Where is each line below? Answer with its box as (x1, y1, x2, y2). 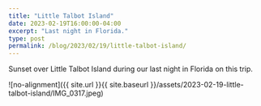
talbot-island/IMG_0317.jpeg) (8, 88, 104, 98)
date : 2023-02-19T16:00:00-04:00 (8, 19, 122, 28)
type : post (8, 34, 45, 43)
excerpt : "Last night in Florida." (8, 27, 129, 35)
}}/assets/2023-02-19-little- (150, 80, 245, 90)
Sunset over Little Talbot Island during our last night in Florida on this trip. (8, 64, 254, 74)
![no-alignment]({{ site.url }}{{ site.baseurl (8, 80, 149, 90)
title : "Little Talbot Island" (8, 11, 114, 20)
